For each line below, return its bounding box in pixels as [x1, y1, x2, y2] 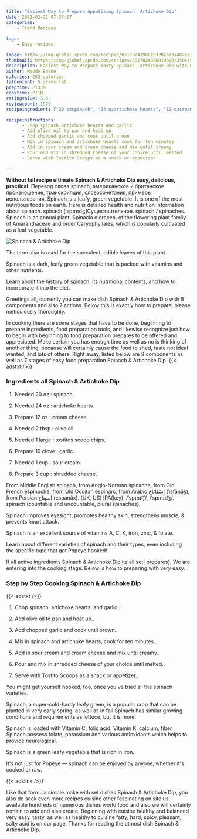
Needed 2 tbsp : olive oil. [14, 424, 75, 432]
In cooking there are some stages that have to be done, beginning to [6, 319, 171, 326]
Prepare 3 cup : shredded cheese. [14, 470, 97, 477]
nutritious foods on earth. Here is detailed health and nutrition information [6, 201, 184, 208]
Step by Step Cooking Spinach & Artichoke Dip [6, 579, 141, 587]
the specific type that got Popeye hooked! [6, 546, 107, 554]
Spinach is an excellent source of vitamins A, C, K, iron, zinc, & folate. [6, 529, 174, 536]
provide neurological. [6, 737, 57, 745]
